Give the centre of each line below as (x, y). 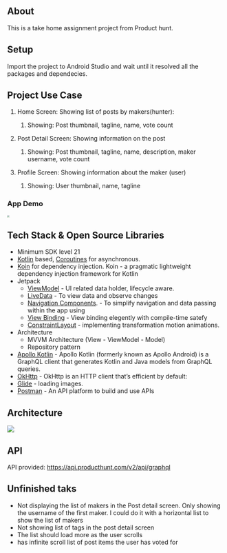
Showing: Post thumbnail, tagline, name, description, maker (111, 152)
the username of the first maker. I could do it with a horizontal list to (113, 512)
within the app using (56, 310)
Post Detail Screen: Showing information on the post (91, 139)
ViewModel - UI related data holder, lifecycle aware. (101, 288)
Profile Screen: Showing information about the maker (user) (101, 172)
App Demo (25, 204)
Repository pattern (54, 347)
